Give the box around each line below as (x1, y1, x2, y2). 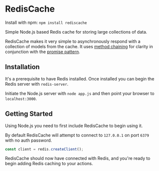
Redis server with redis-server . (5, 81, 69, 87)
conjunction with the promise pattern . (5, 49, 80, 55)
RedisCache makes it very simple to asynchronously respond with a (5, 38, 141, 44)
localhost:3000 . (5, 95, 37, 101)
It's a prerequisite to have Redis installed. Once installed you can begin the (5, 76, 155, 81)
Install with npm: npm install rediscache (5, 19, 87, 25)
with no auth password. (5, 137, 52, 143)
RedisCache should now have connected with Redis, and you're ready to (5, 155, 151, 161)
